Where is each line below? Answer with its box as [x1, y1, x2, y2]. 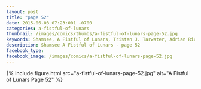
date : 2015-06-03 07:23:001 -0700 [6, 20, 93, 26]
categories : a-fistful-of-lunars [6, 25, 90, 32]
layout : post [6, 8, 39, 15]
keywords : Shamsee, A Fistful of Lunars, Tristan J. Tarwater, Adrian [6, 36, 186, 42]
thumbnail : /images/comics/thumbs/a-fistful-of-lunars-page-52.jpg [6, 31, 178, 37]
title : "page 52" [6, 14, 50, 20]
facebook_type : [6, 48, 44, 54]
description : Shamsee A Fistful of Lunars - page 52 [6, 42, 141, 48]
